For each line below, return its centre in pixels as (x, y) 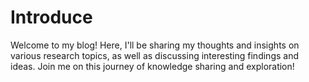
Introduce (51, 17)
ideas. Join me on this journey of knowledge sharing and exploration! (152, 66)
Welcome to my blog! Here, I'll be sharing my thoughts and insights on (155, 45)
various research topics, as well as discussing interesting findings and (154, 55)
